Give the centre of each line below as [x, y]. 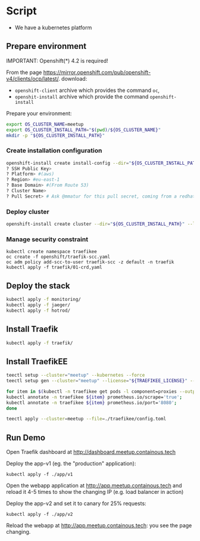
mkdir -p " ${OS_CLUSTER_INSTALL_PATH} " [56, 136]
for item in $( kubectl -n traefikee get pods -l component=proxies [92, 391]
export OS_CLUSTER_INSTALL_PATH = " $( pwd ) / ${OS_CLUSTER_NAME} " [84, 130]
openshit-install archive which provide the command [82, 96]
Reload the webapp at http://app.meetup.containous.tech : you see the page [99, 525]
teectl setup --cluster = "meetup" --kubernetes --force [76, 375]
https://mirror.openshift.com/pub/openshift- [97, 72]
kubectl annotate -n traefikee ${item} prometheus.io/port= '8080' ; [92, 402]
